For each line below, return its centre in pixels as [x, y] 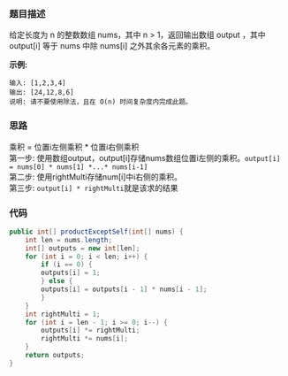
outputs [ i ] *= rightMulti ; [91, 330]
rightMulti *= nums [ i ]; [84, 339]
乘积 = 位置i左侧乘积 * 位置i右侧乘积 [74, 147]
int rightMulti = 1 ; [63, 314]
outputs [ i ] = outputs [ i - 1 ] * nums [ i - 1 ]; [124, 289]
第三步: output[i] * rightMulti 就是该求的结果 [94, 188]
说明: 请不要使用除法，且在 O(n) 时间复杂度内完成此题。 [101, 102]
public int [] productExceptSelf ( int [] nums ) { [96, 232]
